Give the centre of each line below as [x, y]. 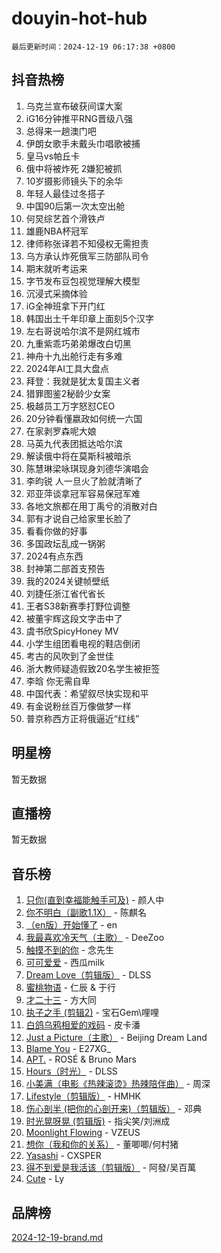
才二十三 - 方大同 [61, 1000]
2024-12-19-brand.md [57, 1237]
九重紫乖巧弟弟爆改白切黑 [78, 343]
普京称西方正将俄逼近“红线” [82, 718]
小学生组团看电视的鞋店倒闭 [83, 643]
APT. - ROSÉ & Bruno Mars [81, 1059]
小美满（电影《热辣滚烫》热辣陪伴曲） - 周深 [118, 1084]
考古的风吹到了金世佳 [69, 656]
